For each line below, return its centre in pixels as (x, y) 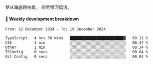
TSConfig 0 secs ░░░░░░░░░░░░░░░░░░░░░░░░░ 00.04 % (77, 52)
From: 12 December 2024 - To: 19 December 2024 (56, 29)
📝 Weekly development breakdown (42, 19)
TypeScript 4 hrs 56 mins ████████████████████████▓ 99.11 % (77, 38)
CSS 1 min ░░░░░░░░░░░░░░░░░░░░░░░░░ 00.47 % (77, 43)
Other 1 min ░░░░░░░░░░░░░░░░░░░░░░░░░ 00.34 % (77, 47)
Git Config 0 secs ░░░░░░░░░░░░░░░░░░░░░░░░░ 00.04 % (77, 56)
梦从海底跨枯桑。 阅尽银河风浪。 (39, 7)
